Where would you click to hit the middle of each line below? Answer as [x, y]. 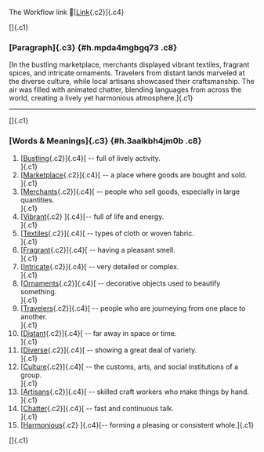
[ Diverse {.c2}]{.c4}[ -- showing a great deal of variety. [108, 350]
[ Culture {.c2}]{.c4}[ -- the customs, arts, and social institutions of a [129, 366]
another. [34, 316]
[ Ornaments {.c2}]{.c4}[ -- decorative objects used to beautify [120, 283]
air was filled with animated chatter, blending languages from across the [125, 89]
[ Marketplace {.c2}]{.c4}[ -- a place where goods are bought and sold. [134, 175]
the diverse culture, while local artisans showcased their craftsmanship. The [132, 82]
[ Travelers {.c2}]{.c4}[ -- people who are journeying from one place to [133, 308]
